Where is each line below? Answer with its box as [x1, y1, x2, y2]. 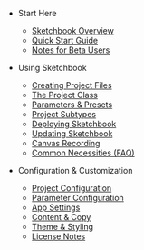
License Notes [31, 231, 86, 242]
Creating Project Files [31, 80, 112, 90]
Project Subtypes [31, 109, 97, 119]
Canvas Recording [31, 138, 101, 148]
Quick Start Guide [31, 35, 98, 45]
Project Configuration [31, 183, 112, 194]
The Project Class [31, 90, 98, 100]
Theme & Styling [31, 222, 93, 232]
